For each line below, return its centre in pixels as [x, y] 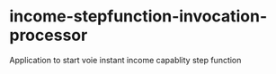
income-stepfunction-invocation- [138, 16]
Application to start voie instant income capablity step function [125, 60]
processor [49, 35]
